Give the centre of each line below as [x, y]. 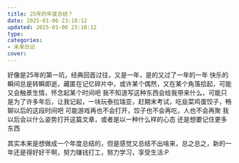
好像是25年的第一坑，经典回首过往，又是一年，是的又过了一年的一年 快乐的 [118, 75]
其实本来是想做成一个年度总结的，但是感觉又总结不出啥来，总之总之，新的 [116, 143]
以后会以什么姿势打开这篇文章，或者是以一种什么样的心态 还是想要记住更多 [117, 119]
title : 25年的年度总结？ [40, 14]
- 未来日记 [21, 47]
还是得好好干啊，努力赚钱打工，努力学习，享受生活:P [91, 152]
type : [15, 34]
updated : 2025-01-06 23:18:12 [52, 27]
